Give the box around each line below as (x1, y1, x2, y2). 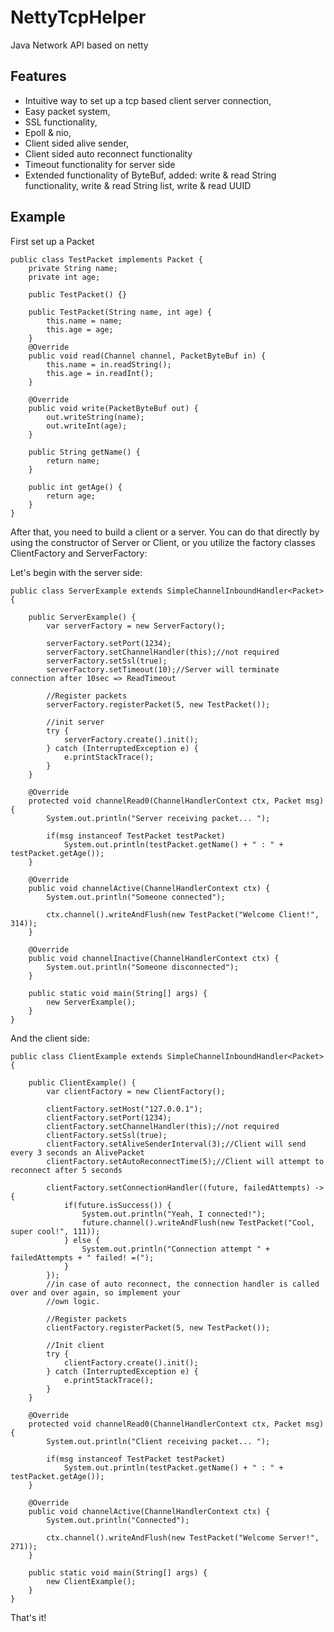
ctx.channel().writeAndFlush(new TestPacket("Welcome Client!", (46, 909, 320, 920)
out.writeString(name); (46, 412, 145, 422)
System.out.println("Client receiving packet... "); (46, 1436, 271, 1446)
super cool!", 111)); (10, 1226, 101, 1236)
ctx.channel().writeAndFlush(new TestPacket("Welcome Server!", (46, 1532, 320, 1543)
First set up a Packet (10, 235, 95, 247)
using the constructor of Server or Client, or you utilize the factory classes (10, 536, 316, 548)
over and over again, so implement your (10, 1287, 182, 1298)
